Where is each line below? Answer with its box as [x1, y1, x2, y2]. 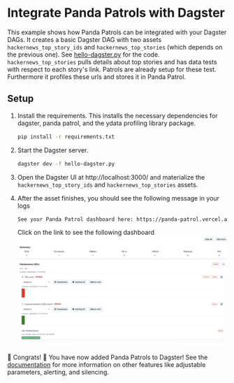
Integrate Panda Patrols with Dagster [7, 5, 225, 21]
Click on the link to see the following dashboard [17, 229, 155, 237]
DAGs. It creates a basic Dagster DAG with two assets [7, 35, 162, 43]
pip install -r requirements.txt [17, 133, 115, 140]
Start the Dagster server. [17, 145, 89, 154]
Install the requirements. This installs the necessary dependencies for [17, 111, 218, 120]
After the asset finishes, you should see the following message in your [17, 194, 220, 202]
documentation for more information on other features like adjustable [7, 360, 206, 368]
